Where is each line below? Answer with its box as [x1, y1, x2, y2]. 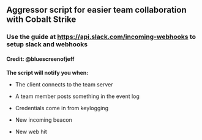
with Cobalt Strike [6, 15, 77, 25]
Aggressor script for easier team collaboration [6, 5, 187, 15]
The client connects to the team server [15, 80, 113, 88]
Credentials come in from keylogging [15, 104, 109, 111]
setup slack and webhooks [6, 40, 88, 49]
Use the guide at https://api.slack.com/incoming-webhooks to [6, 33, 196, 41]
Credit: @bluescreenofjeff [6, 55, 75, 63]
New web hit [15, 128, 47, 135]
